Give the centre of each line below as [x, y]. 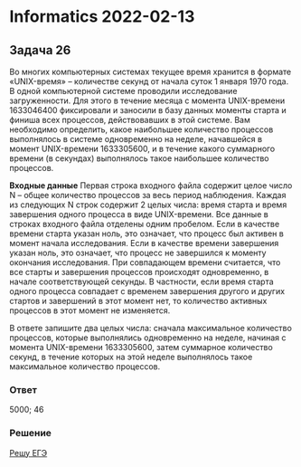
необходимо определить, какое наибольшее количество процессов [141, 129]
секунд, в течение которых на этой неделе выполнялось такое [131, 357]
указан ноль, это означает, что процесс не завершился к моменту [138, 253]
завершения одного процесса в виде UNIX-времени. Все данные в [139, 214]
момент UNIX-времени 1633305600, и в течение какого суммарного [142, 148]
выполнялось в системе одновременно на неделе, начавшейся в [136, 139]
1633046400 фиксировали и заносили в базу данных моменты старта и [148, 110]
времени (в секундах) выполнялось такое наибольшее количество [139, 158]
